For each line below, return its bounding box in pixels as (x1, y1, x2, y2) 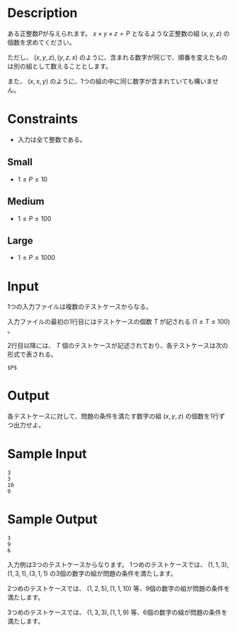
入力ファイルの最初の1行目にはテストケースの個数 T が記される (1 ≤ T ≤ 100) (7, 317, 231, 326)
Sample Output (7, 511, 98, 527)
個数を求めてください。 (7, 37, 76, 47)
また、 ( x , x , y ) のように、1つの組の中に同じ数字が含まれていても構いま (7, 76, 213, 86)
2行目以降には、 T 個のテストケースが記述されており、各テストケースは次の (7, 341, 229, 350)
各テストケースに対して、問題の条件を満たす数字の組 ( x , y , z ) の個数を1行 (7, 412, 219, 421)
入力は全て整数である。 (17, 135, 86, 144)
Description (7, 5, 78, 21)
